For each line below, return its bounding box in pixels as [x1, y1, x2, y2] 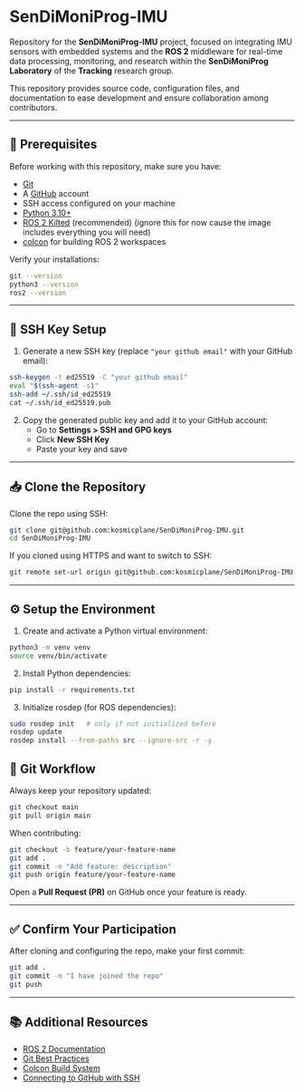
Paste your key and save [35, 443, 128, 454]
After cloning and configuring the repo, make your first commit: [9, 945, 245, 957]
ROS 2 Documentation [22, 1043, 106, 1054]
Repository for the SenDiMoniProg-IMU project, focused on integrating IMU [9, 36, 292, 47]
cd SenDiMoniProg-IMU [9, 534, 91, 543]
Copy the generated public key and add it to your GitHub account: [22, 414, 269, 425]
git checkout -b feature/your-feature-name [9, 845, 176, 854]
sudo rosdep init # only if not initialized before [9, 719, 217, 729]
